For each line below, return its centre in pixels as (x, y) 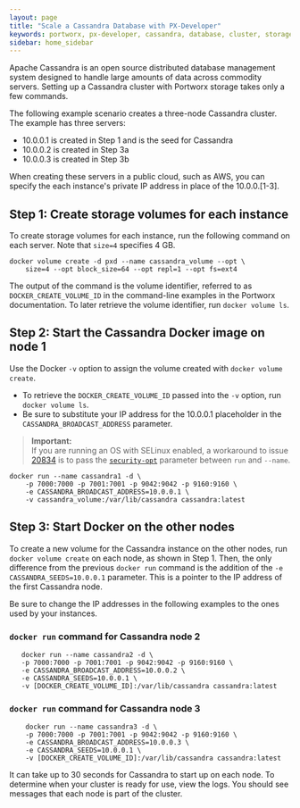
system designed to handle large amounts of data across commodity (135, 78)
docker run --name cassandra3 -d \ (92, 727)
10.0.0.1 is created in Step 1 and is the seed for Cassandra (128, 140)
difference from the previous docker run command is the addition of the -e (146, 567)
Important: (51, 441)
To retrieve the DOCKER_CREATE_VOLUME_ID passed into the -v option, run (151, 395)
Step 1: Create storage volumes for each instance (149, 214)
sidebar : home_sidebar (51, 42)
